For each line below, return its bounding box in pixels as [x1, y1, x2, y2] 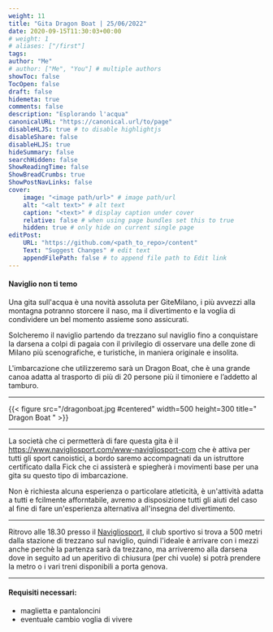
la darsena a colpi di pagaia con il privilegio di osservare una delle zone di [8, 338, 256, 348]
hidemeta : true [8, 95, 60, 103]
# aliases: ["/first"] [8, 42, 85, 50]
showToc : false [8, 72, 60, 81]
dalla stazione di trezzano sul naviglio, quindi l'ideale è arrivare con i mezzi [8, 535, 258, 545]
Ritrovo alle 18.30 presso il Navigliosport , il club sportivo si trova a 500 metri [8, 526, 262, 537]
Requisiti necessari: [8, 587, 77, 598]
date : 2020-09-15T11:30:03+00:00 [8, 27, 122, 35]
